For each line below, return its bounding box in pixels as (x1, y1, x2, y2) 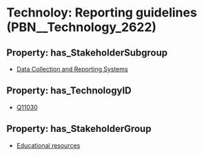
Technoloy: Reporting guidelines (6, 5, 197, 21)
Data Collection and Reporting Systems (16, 65, 128, 73)
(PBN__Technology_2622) (6, 19, 156, 35)
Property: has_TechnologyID (6, 85, 132, 97)
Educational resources (16, 141, 81, 149)
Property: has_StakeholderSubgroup (6, 47, 168, 58)
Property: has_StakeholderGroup (6, 123, 152, 135)
